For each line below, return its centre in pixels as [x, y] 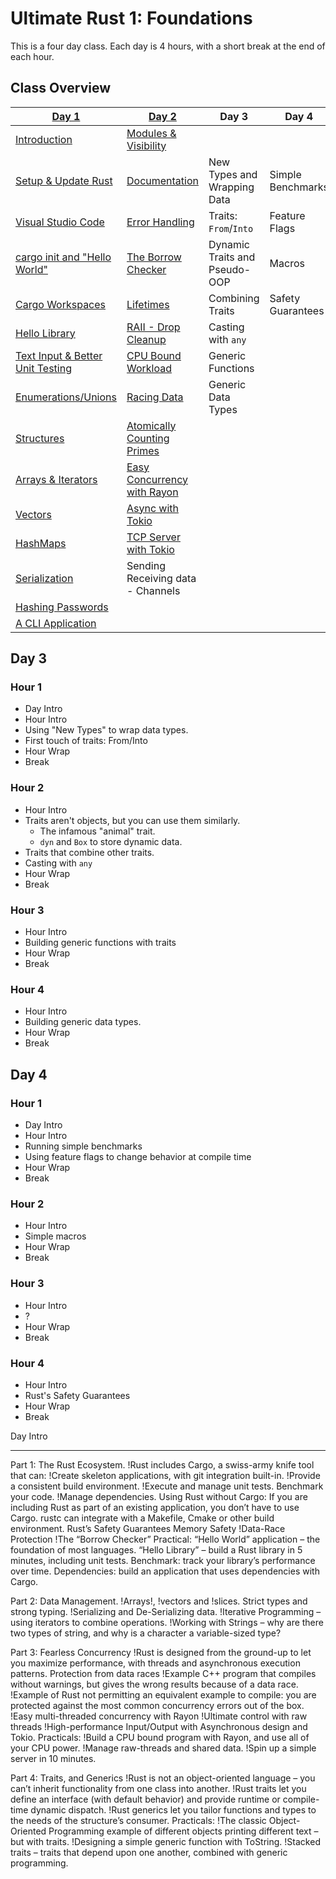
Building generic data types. [83, 1022]
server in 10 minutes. [53, 1758]
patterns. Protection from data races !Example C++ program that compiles [163, 1673]
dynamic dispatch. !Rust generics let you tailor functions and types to [173, 1809]
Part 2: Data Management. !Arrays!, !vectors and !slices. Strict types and [159, 1601]
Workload [149, 368]
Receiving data [161, 578]
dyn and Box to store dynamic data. [111, 841]
